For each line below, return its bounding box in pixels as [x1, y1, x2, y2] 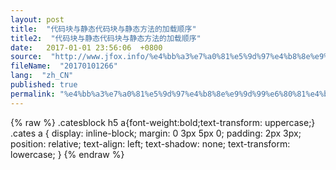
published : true [10, 80, 78, 90]
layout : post [10, 14, 65, 25]
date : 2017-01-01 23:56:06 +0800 [10, 42, 163, 53]
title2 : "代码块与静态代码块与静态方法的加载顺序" [10, 33, 202, 43]
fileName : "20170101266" [10, 61, 118, 71]
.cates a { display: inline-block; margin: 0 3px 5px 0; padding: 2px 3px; [10, 127, 302, 139]
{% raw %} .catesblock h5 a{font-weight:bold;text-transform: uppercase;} [10, 116, 316, 128]
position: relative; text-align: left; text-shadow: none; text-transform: [10, 137, 291, 150]
